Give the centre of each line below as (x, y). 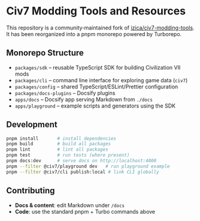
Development (32, 125)
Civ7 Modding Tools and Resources (96, 11)
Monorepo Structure (45, 53)
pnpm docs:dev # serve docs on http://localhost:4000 (81, 161)
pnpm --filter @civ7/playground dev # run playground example (88, 166)
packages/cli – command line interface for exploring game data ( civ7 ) (101, 80)
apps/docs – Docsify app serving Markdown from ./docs (84, 99)
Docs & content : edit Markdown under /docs (69, 205)
